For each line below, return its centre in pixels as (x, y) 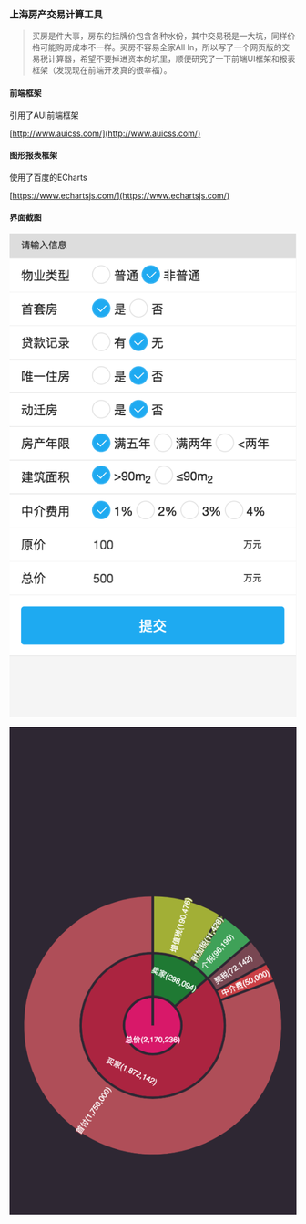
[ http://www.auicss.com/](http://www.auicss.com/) (105, 133)
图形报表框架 (33, 155)
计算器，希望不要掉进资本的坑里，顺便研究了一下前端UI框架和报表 (172, 59)
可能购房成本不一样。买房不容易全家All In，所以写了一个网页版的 (161, 47)
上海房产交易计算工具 (56, 14)
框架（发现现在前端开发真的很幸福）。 (102, 70)
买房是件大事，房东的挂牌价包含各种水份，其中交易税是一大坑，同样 (159, 36)
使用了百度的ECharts (49, 177)
